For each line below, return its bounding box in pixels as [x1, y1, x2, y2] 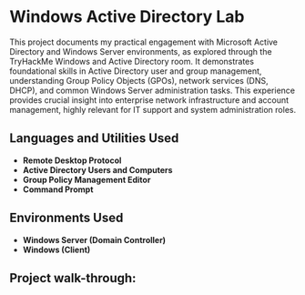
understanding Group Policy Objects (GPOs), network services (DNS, [9, 75, 269, 86]
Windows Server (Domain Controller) [22, 234, 167, 245]
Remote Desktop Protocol [22, 155, 122, 166]
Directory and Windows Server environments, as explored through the [9, 46, 272, 56]
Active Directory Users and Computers [22, 164, 173, 175]
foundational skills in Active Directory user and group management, [9, 66, 262, 76]
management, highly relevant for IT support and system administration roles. [9, 104, 297, 115]
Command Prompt [22, 184, 94, 195]
